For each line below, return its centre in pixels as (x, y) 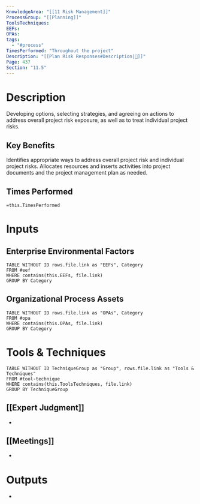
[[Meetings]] (30, 441)
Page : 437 (19, 62)
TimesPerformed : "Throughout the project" (60, 51)
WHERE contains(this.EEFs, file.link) (54, 275)
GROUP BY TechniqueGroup (37, 389)
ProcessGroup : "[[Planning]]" (44, 17)
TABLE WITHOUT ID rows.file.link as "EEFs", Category (75, 265)
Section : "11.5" (26, 67)
